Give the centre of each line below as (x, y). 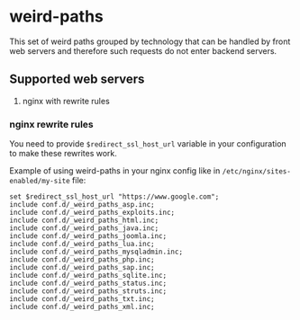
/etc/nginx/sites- (256, 172)
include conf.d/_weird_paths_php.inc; (82, 260)
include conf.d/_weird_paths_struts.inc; (88, 291)
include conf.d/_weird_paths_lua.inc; (82, 244)
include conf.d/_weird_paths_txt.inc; (82, 299)
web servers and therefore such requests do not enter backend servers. (143, 50)
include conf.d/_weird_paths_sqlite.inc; (88, 276)
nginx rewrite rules (51, 124)
